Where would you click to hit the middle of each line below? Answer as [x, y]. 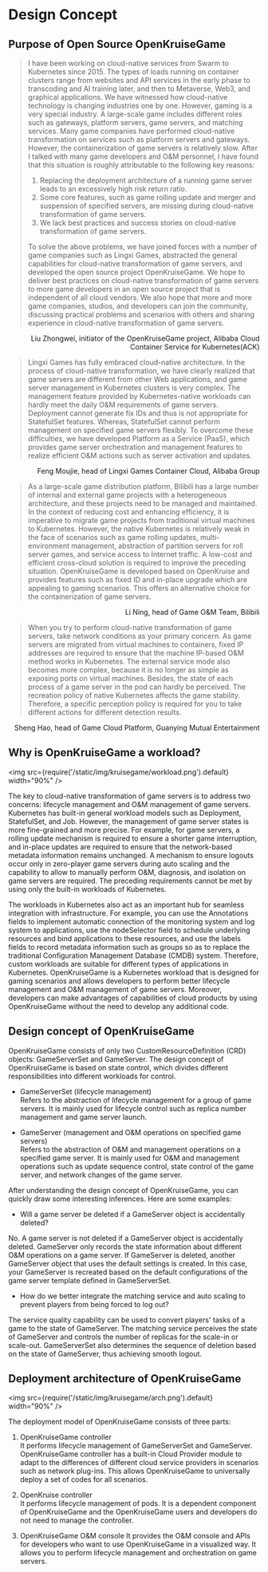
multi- [210, 537]
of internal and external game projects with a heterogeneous [127, 495]
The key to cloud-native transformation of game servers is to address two [130, 796]
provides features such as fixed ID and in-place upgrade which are [137, 579]
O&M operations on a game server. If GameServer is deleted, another [122, 1255]
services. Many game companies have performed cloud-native [131, 131]
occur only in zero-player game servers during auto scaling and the [119, 864]
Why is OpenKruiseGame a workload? [104, 753]
